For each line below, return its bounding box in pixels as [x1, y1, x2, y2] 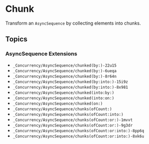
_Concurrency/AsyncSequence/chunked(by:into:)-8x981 [12, 85, 128, 90]
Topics [5, 35, 28, 44]
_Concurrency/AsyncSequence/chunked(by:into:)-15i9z [12, 79, 128, 85]
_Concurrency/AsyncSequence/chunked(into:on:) [12, 95, 115, 100]
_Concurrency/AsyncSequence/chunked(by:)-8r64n [12, 74, 117, 79]
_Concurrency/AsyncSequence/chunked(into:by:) [12, 90, 115, 95]
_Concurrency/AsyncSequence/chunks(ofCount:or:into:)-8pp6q [12, 128, 144, 133]
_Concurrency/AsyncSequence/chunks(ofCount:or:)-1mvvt [12, 117, 133, 122]
